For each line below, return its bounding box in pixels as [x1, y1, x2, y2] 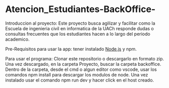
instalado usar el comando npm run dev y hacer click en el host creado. [5, 77, 154, 83]
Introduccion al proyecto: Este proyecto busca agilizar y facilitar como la [5, 20, 155, 26]
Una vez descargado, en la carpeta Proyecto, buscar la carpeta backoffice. [5, 61, 161, 67]
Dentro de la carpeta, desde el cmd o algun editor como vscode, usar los [5, 66, 157, 72]
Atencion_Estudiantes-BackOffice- [5, 4, 156, 15]
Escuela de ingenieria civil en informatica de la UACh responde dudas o [5, 25, 154, 31]
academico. [5, 36, 30, 42]
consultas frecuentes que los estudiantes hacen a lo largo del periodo [5, 31, 150, 37]
